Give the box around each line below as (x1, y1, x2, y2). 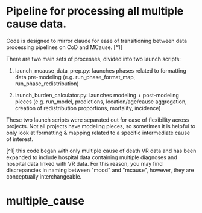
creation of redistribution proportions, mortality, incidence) (14, 104, 161, 111)
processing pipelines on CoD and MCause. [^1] (6, 44, 122, 51)
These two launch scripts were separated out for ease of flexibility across (6, 116, 189, 123)
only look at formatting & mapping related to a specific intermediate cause (6, 129, 191, 136)
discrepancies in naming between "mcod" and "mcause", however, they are (6, 166, 194, 174)
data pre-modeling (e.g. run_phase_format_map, (14, 73, 136, 80)
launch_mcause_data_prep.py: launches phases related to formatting (14, 67, 187, 74)
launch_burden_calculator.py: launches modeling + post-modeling (14, 91, 180, 99)
